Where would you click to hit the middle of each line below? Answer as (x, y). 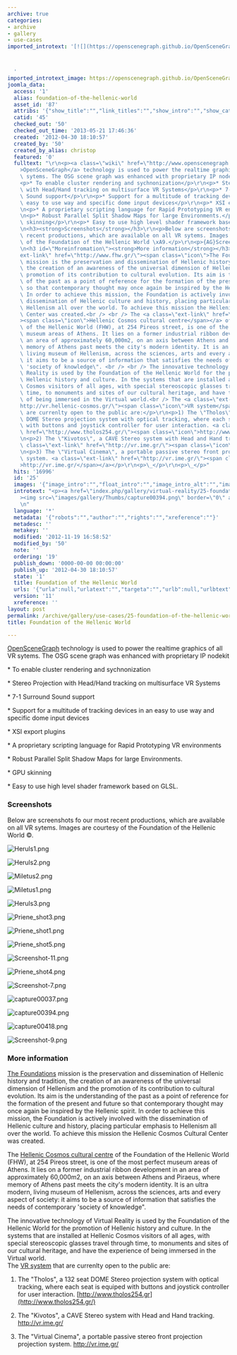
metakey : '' (31, 531)
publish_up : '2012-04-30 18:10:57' (66, 570)
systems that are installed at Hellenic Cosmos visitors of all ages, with (109, 1235)
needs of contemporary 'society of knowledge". (77, 1207)
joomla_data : (26, 85)
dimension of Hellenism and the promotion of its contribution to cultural (111, 1088)
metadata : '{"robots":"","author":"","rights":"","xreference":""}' (116, 517)
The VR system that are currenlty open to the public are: (89, 1265)
